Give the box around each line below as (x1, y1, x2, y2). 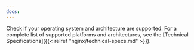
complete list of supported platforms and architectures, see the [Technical (6, 31, 189, 38)
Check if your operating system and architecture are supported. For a (6, 25, 177, 32)
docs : (6, 8, 20, 15)
